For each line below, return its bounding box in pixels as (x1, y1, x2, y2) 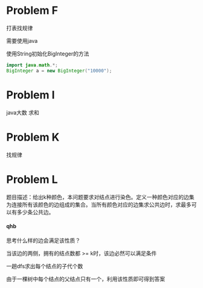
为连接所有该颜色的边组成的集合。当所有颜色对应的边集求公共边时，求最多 (6, 200, 192, 208)
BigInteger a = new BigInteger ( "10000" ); (6, 68, 112, 74)
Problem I (6, 88, 55, 101)
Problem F (6, 4, 59, 18)
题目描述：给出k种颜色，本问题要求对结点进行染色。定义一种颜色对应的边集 (6, 193, 195, 200)
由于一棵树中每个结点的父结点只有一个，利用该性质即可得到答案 (6, 275, 165, 283)
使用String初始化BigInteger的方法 (6, 50, 89, 57)
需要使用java (6, 37, 38, 44)
